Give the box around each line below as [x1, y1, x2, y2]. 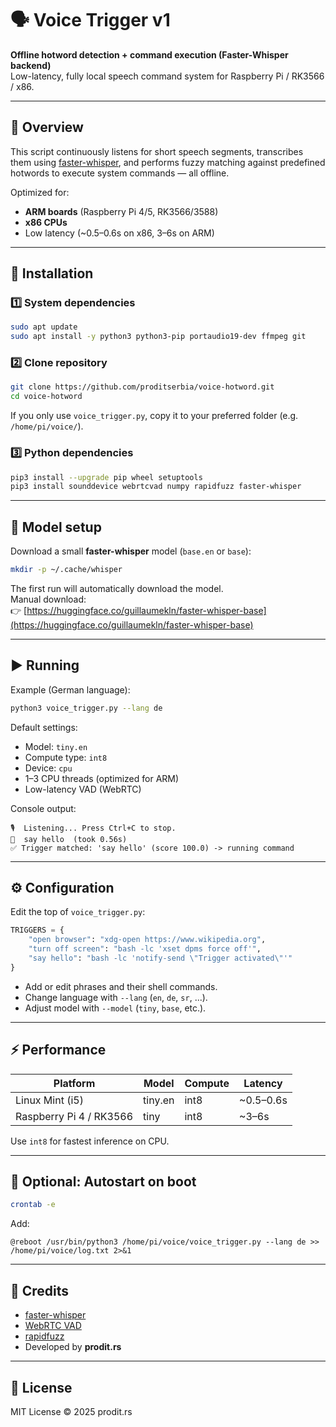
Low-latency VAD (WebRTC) [24, 783, 142, 795]
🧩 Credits [10, 1282, 70, 1299]
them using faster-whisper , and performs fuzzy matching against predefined [10, 156, 326, 168]
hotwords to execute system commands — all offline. [10, 167, 230, 179]
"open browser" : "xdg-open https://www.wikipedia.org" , [28, 935, 267, 945]
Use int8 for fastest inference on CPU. [10, 1135, 170, 1147]
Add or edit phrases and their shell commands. [24, 980, 218, 992]
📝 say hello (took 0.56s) [10, 834, 128, 844]
